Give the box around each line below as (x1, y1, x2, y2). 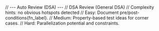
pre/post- (119, 9, 139, 15)
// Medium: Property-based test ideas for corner (49, 15, 149, 20)
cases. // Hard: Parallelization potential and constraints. (5, 20, 119, 26)
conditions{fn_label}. (5, 15, 49, 20)
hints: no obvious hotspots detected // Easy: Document (5, 9, 119, 15)
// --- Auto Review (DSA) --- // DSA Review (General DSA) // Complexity (5, 4, 154, 10)
